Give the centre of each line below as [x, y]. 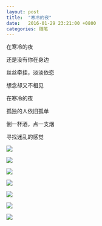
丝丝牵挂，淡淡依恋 [30, 73]
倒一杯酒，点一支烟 [30, 124]
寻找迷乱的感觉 [25, 137]
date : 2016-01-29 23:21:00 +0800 [51, 23]
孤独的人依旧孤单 [28, 111]
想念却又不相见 [25, 85]
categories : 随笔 [27, 29]
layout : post [23, 12]
